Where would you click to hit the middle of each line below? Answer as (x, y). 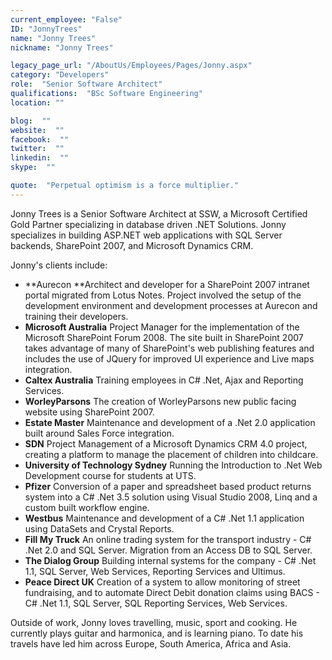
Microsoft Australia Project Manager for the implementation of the (162, 327)
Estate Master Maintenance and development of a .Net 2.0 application (170, 422)
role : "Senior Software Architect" (86, 84)
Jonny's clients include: (59, 265)
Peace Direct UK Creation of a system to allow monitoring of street (162, 582)
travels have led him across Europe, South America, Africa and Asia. (151, 643)
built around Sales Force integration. (99, 433)
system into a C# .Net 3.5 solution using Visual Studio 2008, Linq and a (171, 497)
